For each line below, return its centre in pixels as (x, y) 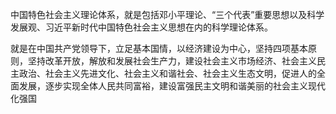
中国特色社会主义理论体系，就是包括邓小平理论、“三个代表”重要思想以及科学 (167, 14)
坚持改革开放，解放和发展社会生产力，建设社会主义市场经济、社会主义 (172, 61)
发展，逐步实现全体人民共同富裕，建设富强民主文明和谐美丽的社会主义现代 (172, 86)
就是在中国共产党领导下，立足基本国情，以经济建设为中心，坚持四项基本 (159, 48)
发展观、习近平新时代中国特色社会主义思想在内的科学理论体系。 (141, 27)
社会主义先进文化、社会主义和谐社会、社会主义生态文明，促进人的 (180, 73)
